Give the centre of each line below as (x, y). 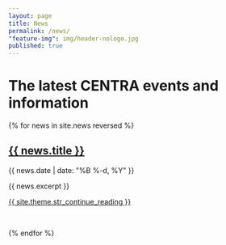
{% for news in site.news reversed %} (71, 125)
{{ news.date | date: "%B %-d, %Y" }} (71, 170)
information (48, 103)
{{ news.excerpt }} (39, 186)
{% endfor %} (31, 233)
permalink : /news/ (39, 31)
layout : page (30, 16)
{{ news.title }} (46, 151)
